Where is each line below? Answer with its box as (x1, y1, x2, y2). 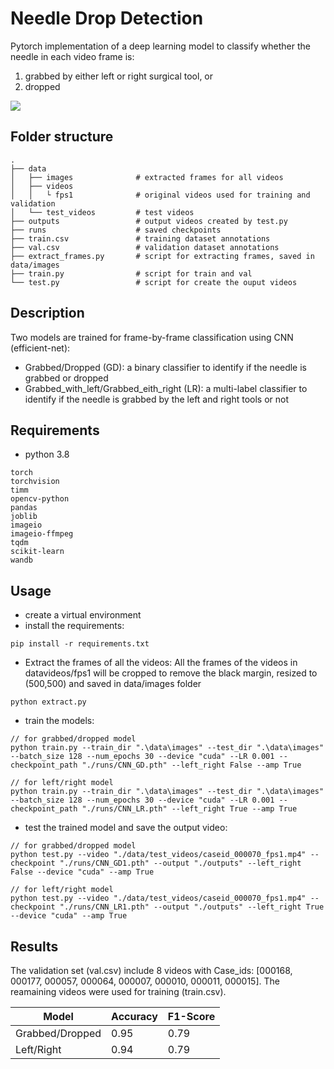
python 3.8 (24, 448, 70, 461)
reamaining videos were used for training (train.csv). (10, 986, 227, 997)
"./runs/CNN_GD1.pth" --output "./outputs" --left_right (59, 858, 302, 869)
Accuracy (111, 1010, 158, 1023)
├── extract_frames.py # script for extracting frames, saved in (10, 251, 315, 261)
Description (10, 305, 85, 322)
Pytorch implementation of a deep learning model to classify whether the (10, 40, 311, 52)
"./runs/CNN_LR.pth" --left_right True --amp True (81, 804, 298, 814)
